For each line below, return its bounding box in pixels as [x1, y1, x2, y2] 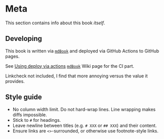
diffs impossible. [12, 112, 47, 118]
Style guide [5, 93, 42, 102]
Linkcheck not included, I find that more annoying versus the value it [5, 73, 148, 79]
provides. [5, 78, 25, 84]
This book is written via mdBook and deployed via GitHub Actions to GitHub [5, 48, 159, 54]
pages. [5, 53, 20, 59]
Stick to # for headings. [12, 117, 61, 123]
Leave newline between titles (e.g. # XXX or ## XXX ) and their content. [12, 122, 157, 128]
